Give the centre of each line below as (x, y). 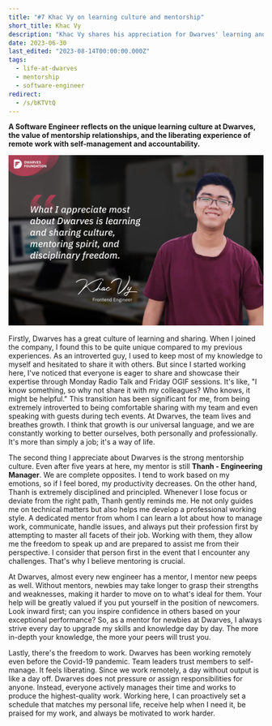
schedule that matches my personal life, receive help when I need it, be (127, 705)
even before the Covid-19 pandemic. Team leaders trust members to (123, 662)
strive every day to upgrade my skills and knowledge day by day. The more (134, 629)
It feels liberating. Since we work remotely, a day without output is (149, 670)
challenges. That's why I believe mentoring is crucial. (97, 561)
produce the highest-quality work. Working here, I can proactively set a (127, 696)
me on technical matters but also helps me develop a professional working (132, 509)
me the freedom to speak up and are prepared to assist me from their (124, 544)
